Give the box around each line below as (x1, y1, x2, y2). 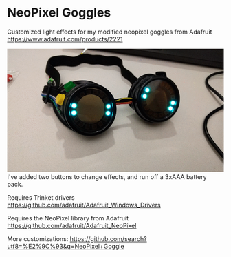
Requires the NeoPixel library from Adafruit (7, 214, 129, 223)
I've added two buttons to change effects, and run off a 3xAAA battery (7, 173, 207, 181)
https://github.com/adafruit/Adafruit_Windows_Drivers (7, 201, 162, 209)
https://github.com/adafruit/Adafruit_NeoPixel (7, 222, 137, 230)
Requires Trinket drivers (7, 194, 75, 202)
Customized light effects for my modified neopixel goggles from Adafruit (7, 28, 212, 36)
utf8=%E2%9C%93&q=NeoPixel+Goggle (7, 243, 125, 251)
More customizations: (7, 235, 69, 243)
